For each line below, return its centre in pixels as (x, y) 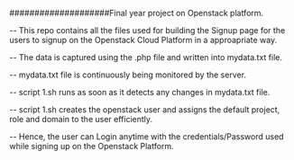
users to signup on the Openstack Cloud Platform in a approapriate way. (143, 40)
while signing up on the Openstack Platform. (92, 146)
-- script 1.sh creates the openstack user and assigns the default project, (145, 110)
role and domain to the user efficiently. (81, 119)
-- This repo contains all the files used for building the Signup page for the (147, 30)
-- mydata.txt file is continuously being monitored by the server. (128, 75)
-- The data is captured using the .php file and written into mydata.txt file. (146, 57)
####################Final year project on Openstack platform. (137, 13)
